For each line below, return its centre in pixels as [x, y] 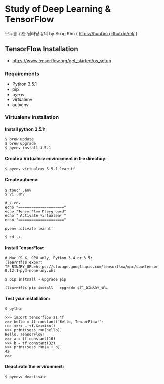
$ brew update [20, 139]
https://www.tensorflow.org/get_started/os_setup [61, 61]
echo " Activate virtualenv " [36, 215]
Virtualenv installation [32, 117]
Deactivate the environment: [35, 366]
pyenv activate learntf [29, 228]
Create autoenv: [22, 179]
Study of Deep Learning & [58, 9]
